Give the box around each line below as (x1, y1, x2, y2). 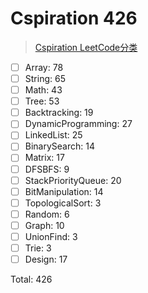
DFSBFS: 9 (24, 163, 70, 175)
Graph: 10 (24, 219, 65, 231)
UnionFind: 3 (24, 230, 78, 242)
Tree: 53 (24, 95, 60, 107)
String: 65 (24, 73, 66, 84)
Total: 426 (10, 273, 53, 286)
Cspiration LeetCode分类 (34, 41, 138, 53)
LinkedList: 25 (24, 129, 83, 141)
